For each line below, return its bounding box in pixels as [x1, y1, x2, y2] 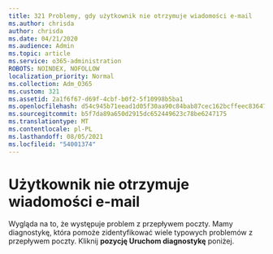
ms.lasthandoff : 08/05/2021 [8, 132, 104, 140]
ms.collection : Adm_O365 [8, 80, 93, 88]
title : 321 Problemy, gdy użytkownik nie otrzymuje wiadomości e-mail [8, 11, 253, 20]
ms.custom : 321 [8, 87, 60, 96]
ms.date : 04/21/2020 [8, 34, 79, 43]
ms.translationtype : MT [8, 118, 89, 126]
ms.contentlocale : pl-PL [8, 125, 93, 133]
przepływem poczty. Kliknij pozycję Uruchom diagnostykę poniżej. [8, 236, 235, 246]
